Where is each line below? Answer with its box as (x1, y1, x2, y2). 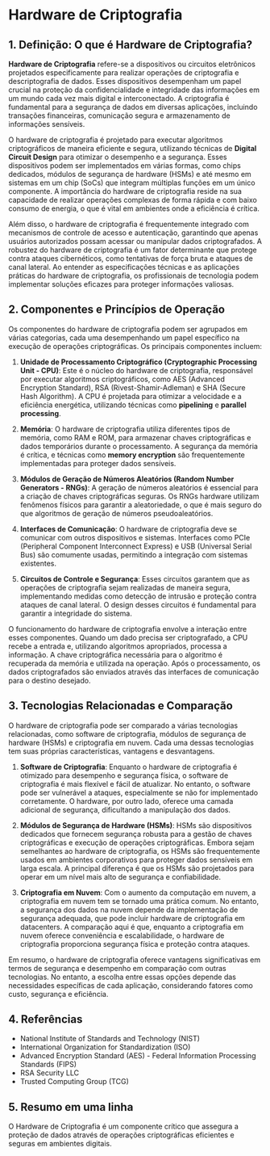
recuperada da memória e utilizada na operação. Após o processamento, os (8, 658, 260, 668)
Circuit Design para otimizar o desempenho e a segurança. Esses (8, 152, 227, 162)
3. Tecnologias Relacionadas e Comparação (8, 699, 234, 713)
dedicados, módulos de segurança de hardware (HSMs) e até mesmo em (8, 170, 251, 179)
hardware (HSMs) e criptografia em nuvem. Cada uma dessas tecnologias (8, 738, 254, 747)
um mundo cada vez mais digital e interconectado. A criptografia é (8, 94, 230, 103)
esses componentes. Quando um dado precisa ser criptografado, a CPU (8, 633, 248, 642)
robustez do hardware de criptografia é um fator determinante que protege (8, 245, 258, 254)
